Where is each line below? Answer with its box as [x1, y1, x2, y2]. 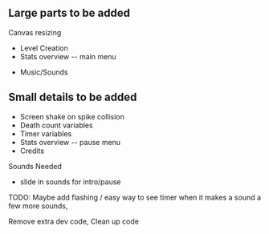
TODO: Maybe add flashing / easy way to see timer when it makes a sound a [8, 192, 262, 202]
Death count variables [19, 120, 94, 130]
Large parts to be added [8, 6, 131, 20]
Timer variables [19, 128, 72, 139]
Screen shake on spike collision [19, 111, 124, 121]
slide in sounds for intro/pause [19, 176, 121, 187]
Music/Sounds [19, 67, 68, 77]
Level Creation [19, 43, 68, 53]
